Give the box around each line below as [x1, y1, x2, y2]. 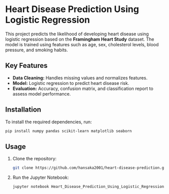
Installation [5, 106, 41, 114]
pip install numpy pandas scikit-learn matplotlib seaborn [5, 128, 132, 134]
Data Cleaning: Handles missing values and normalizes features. [12, 74, 148, 81]
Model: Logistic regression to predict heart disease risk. [12, 80, 130, 86]
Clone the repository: [12, 156, 57, 162]
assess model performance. [12, 90, 71, 96]
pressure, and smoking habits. [5, 47, 68, 53]
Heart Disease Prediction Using [5, 4, 139, 15]
